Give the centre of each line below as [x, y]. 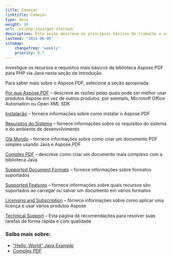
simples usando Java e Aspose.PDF [43, 144]
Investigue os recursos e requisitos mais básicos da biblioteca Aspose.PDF [84, 68]
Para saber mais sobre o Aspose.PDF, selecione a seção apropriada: [78, 83]
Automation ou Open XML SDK [38, 103]
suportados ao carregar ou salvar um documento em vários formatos [78, 190]
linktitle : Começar [26, 15]
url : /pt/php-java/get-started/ [40, 29]
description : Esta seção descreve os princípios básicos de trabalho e [83, 34]
